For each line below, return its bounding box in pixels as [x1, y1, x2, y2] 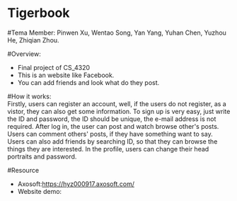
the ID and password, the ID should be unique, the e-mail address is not [7, 115, 216, 123]
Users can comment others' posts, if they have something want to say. [7, 130, 214, 138]
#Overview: [7, 50, 41, 58]
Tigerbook [7, 5, 70, 21]
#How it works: [7, 92, 52, 100]
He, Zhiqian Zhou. [7, 35, 59, 44]
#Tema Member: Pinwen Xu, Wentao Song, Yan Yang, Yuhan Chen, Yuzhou [7, 28, 226, 37]
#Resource [7, 166, 40, 174]
